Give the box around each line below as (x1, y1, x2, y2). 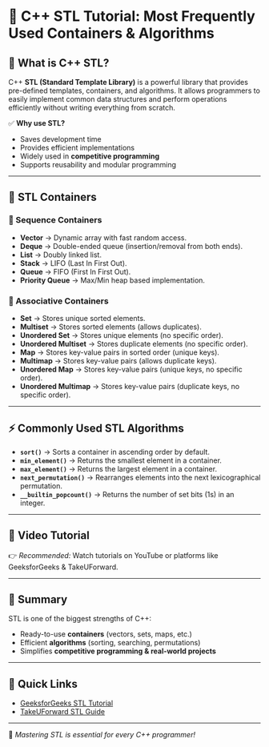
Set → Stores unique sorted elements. (19, 313, 146, 323)
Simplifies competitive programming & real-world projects (19, 646, 216, 656)
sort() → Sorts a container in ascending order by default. (19, 447, 211, 456)
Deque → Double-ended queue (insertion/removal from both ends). (19, 241, 243, 251)
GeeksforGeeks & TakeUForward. (8, 562, 118, 572)
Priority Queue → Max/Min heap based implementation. (19, 275, 206, 285)
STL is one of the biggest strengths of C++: (8, 614, 152, 624)
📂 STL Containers (8, 191, 98, 204)
